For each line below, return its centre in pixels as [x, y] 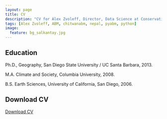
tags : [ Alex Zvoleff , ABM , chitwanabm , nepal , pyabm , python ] [71, 24]
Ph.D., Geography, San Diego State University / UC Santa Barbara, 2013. [79, 64]
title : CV [15, 14]
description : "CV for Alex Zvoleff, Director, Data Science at [72, 19]
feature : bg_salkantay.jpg [38, 33]
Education [21, 53]
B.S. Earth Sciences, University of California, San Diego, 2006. [69, 84]
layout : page [19, 10]
